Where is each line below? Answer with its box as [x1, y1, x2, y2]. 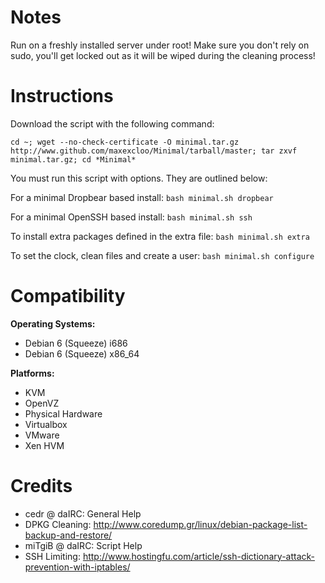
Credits [10, 475, 73, 497]
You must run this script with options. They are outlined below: [10, 172, 268, 184]
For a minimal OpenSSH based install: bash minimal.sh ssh [10, 211, 253, 223]
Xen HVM [24, 439, 65, 451]
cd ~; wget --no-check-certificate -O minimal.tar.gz [10, 137, 240, 147]
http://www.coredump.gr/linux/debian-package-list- [93, 518, 308, 530]
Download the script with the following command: [10, 117, 215, 130]
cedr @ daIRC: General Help [24, 507, 142, 520]
